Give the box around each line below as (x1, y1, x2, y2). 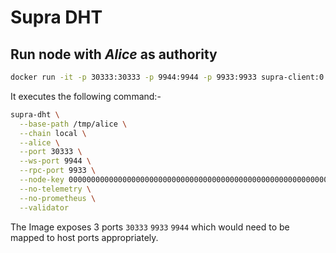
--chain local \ (19, 128, 87, 138)
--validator (19, 202, 70, 213)
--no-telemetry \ (19, 184, 92, 194)
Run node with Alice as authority (10, 46, 218, 63)
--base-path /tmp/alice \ (19, 119, 128, 129)
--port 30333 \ (19, 147, 83, 157)
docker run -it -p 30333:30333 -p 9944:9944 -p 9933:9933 (10, 72, 257, 82)
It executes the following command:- (10, 90, 162, 102)
